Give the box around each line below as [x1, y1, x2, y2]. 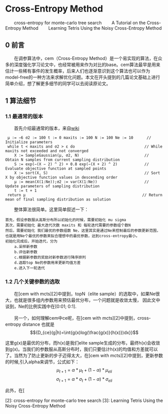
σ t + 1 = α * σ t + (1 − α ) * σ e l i [56, 376, 113, 383]
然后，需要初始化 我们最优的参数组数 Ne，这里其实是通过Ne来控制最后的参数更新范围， [5, 228, 160, 233]
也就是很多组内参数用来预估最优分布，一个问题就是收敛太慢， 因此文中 [14, 297, 160, 303]
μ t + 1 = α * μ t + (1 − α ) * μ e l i [56, 367, 112, 374]
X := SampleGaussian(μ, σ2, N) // [14, 153, 149, 158]
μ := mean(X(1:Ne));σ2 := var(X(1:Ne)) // [14, 179, 149, 184]
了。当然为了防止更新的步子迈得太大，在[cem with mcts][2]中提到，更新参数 [5, 352, 163, 358]
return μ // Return [7, 192, 163, 198]
